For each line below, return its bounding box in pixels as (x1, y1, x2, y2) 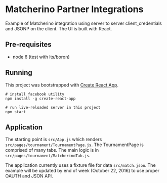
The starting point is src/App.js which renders (5, 136, 102, 143)
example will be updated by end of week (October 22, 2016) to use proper (5, 168, 160, 174)
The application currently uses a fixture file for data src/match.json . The (5, 162, 156, 168)
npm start (5, 109, 26, 114)
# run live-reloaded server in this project (5, 105, 101, 110)
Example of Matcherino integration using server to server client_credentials (5, 20, 162, 26)
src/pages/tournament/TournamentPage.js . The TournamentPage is (5, 142, 144, 148)
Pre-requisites (5, 40, 52, 49)
